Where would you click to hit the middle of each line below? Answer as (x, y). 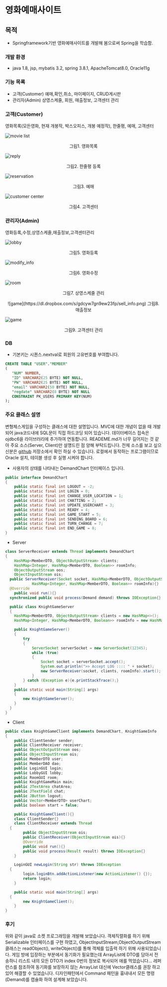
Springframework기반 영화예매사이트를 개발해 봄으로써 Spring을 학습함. (83, 43)
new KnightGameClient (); (49, 902)
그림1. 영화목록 (83, 146)
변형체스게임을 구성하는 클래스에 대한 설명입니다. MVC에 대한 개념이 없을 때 (78, 426)
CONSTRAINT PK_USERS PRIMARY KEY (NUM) (52, 396)
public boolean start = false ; (46, 805)
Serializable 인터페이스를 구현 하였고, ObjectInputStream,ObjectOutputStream (83, 942)
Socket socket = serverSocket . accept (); (83, 662)
